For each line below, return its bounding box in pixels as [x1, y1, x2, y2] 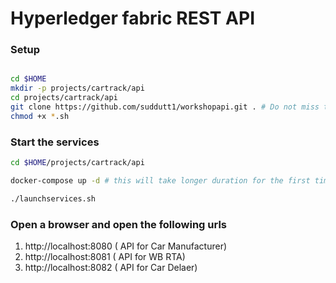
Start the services [10, 135, 100, 149]
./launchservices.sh [10, 193, 97, 204]
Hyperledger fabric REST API [10, 7, 256, 30]
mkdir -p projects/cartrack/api [10, 83, 145, 94]
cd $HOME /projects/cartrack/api [10, 158, 145, 168]
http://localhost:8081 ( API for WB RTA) [24, 251, 186, 263]
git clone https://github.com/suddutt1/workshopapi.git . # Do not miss [10, 102, 320, 112]
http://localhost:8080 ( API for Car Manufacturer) [24, 240, 228, 252]
